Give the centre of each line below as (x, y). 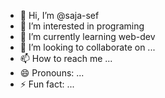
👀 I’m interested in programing (82, 26)
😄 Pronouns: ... (52, 73)
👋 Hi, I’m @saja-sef (59, 15)
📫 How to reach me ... (66, 58)
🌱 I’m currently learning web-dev (87, 36)
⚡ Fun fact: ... (47, 84)
